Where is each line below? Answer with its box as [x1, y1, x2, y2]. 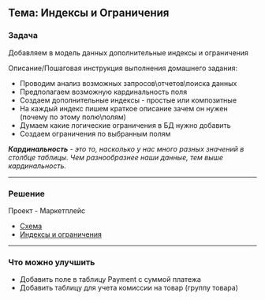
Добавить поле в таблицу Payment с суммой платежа [19, 275, 201, 284]
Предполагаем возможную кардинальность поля [19, 87, 188, 96]
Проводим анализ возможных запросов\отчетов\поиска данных [19, 78, 237, 88]
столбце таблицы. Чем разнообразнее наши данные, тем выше [8, 152, 223, 162]
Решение [8, 188, 46, 199]
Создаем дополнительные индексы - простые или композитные [19, 95, 237, 105]
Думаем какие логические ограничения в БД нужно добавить [19, 120, 231, 129]
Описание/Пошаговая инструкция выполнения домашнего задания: [8, 63, 238, 73]
